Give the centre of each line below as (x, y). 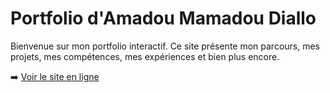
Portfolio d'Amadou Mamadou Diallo (163, 18)
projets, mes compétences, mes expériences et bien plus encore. (145, 56)
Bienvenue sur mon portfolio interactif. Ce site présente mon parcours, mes (165, 46)
